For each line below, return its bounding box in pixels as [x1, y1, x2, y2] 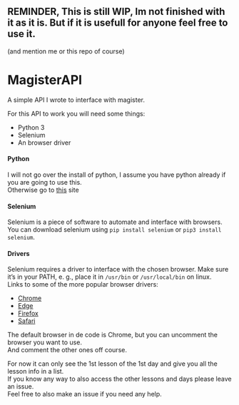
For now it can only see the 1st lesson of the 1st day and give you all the [7, 359, 218, 368]
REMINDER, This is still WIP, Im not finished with [7, 6, 225, 18]
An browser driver [17, 138, 71, 147]
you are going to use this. [7, 178, 82, 186]
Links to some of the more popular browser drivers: [7, 280, 158, 289]
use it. [7, 28, 36, 40]
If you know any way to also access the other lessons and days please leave [7, 374, 232, 384]
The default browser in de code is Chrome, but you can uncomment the [7, 331, 218, 339]
